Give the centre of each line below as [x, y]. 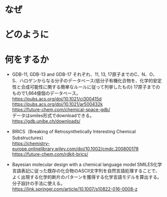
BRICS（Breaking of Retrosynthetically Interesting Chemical [74, 132]
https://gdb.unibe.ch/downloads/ [46, 121]
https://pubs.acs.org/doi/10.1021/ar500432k [57, 104]
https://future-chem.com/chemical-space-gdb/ [61, 110]
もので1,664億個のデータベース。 [46, 93]
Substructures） [29, 138]
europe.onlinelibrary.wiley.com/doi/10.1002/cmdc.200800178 [75, 149]
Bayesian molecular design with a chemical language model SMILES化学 [87, 165]
